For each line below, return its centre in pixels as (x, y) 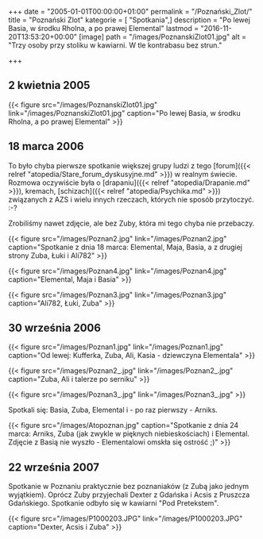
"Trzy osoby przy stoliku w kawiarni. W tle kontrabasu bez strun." (115, 45)
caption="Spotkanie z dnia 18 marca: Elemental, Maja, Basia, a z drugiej (125, 247)
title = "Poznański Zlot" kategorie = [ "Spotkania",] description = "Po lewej (129, 20)
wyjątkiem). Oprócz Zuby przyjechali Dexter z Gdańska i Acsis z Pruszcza (129, 495)
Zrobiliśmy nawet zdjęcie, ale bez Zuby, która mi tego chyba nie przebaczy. (131, 223)
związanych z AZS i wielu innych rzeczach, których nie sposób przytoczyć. (131, 199)
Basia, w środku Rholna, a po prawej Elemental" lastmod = (104, 28)
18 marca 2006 (46, 146)
